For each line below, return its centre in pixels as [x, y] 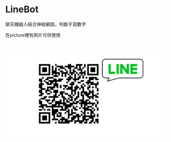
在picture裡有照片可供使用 [33, 35]
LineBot [22, 9]
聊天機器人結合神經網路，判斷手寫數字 [46, 24]
